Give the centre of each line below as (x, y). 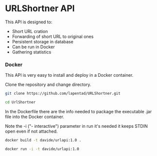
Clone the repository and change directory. (48, 85)
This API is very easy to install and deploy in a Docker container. (69, 75)
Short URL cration (30, 31)
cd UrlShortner (20, 103)
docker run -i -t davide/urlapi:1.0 (42, 149)
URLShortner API (40, 9)
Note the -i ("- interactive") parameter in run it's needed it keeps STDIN (77, 126)
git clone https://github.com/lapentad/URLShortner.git (63, 94)
